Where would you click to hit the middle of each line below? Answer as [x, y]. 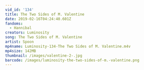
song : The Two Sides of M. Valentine [44, 37]
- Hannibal [21, 28]
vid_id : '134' [20, 10]
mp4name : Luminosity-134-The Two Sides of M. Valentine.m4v [68, 46]
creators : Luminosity [27, 33]
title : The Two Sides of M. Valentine [45, 14]
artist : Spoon [20, 42]
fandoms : [14, 23]
